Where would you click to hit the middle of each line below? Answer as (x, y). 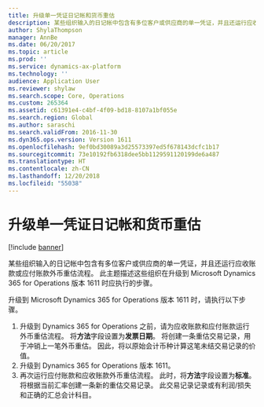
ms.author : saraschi (42, 125)
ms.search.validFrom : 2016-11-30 (63, 132)
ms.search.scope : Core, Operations (66, 96)
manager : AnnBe (33, 37)
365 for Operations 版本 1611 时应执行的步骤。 (82, 283)
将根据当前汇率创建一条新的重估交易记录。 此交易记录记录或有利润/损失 (135, 385)
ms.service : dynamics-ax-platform (65, 67)
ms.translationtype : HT (47, 162)
